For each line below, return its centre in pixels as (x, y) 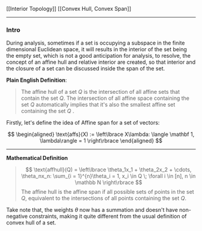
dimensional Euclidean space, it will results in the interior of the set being (97, 49)
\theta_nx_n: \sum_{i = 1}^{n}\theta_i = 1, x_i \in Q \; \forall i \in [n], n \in (108, 176)
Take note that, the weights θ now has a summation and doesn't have (92, 210)
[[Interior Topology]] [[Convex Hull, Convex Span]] (69, 9)
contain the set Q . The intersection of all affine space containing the (105, 98)
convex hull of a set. (31, 223)
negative (17, 217)
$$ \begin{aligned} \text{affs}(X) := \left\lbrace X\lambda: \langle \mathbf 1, (101, 134)
